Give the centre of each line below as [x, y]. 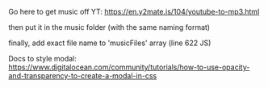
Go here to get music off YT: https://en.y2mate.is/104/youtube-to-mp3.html [134, 12]
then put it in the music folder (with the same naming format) [109, 27]
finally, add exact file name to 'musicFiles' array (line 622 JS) [110, 43]
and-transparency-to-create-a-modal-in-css [83, 75]
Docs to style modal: [42, 59]
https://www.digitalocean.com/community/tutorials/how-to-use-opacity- [129, 67]
